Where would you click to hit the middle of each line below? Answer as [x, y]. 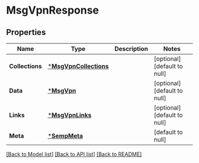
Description [131, 49]
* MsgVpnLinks [70, 115]
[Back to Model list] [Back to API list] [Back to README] [74, 154]
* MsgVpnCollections [78, 66]
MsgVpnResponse [53, 10]
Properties [26, 32]
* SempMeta [65, 136]
